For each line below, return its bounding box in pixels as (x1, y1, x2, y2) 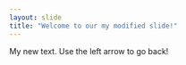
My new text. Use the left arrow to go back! (9, 45, 169, 56)
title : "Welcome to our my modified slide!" (9, 21, 178, 30)
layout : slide (9, 12, 63, 22)
